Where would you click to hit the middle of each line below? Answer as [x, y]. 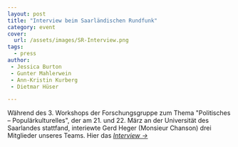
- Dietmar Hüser [35, 87]
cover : [17, 34]
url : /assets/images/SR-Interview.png [72, 40]
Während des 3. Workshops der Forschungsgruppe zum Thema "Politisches [119, 113]
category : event [31, 27]
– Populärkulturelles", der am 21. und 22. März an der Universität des [108, 121]
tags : [15, 47]
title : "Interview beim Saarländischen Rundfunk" [83, 21]
